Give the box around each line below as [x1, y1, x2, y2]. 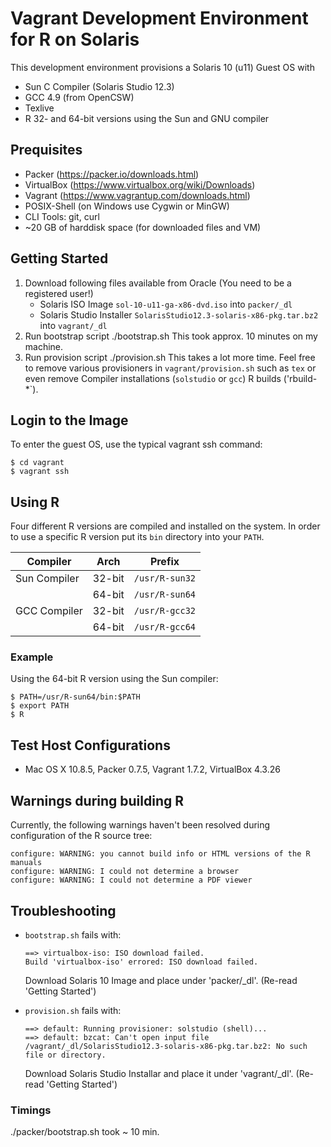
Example [10, 650, 54, 664]
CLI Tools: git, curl [24, 210, 100, 222]
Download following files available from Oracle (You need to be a [24, 277, 292, 289]
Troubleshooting [10, 902, 117, 919]
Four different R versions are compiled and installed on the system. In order [10, 520, 321, 532]
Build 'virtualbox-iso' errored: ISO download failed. [24, 957, 259, 967]
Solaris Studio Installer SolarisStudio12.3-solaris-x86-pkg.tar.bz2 [39, 308, 319, 321]
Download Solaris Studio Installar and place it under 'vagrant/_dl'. [24, 1067, 294, 1079]
